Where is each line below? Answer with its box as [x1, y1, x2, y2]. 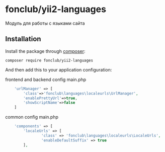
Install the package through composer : [5, 48, 86, 54]
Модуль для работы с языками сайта [5, 20, 85, 26]
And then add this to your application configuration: [5, 66, 112, 72]
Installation [5, 35, 41, 43]
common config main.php [5, 114, 59, 120]
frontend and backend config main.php [5, 77, 87, 83]
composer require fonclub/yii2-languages [5, 58, 94, 63]
